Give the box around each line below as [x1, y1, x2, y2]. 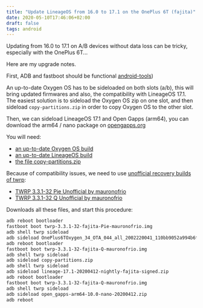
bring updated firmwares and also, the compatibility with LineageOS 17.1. [6, 90, 187, 98]
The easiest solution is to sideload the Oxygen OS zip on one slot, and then [6, 97, 193, 104]
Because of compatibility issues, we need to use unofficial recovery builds [6, 170, 192, 177]
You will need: [6, 133, 41, 141]
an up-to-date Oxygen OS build [14, 145, 94, 152]
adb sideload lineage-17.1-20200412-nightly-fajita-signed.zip [6, 269, 169, 275]
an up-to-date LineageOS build [14, 152, 92, 159]
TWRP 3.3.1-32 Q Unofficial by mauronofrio [14, 195, 123, 202]
